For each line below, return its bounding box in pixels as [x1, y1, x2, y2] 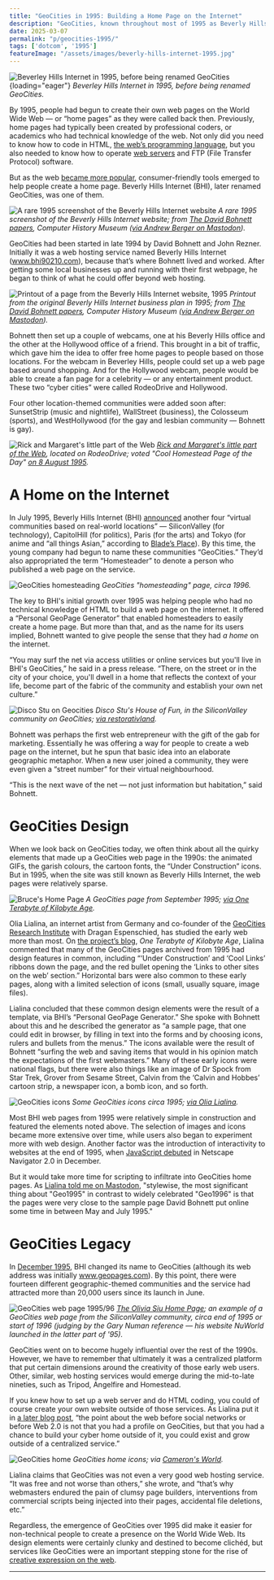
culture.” [9, 689, 38, 699]
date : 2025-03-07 [9, 27, 68, 35]
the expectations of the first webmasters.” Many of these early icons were [9, 1055, 258, 1065]
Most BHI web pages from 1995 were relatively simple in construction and [9, 1112, 256, 1122]
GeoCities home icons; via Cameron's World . [72, 1454, 224, 1464]
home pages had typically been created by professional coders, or [9, 123, 233, 132]
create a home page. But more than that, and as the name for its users [9, 621, 245, 631]
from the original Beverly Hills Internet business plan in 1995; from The [9, 298, 246, 307]
